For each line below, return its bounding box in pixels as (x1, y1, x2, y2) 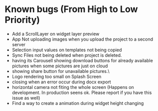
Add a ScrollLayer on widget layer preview (12, 31, 100, 37)
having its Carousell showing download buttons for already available (12, 57, 153, 63)
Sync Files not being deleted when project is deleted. (12, 52, 122, 58)
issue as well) (12, 94, 41, 101)
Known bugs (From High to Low (5, 4, 138, 15)
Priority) (5, 14, 40, 26)
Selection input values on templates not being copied (12, 47, 122, 53)
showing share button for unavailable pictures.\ (12, 68, 110, 74)
